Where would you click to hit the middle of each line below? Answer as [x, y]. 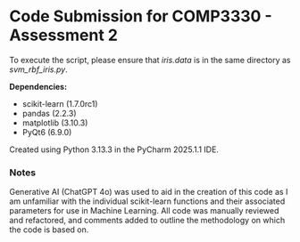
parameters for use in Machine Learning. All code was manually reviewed [144, 211]
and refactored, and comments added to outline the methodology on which [147, 221]
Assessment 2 [64, 35]
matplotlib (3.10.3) [55, 123]
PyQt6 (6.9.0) [47, 132]
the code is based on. [49, 230]
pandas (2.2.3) [50, 113]
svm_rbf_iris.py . [39, 69]
